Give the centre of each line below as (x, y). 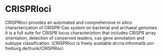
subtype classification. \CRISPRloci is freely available (58, 43)
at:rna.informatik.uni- (134, 43)
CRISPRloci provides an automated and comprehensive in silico (69, 22)
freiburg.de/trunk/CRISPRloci (34, 48)
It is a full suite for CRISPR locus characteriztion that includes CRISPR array (81, 33)
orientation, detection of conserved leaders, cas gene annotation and (75, 38)
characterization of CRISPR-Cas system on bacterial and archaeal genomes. (82, 27)
